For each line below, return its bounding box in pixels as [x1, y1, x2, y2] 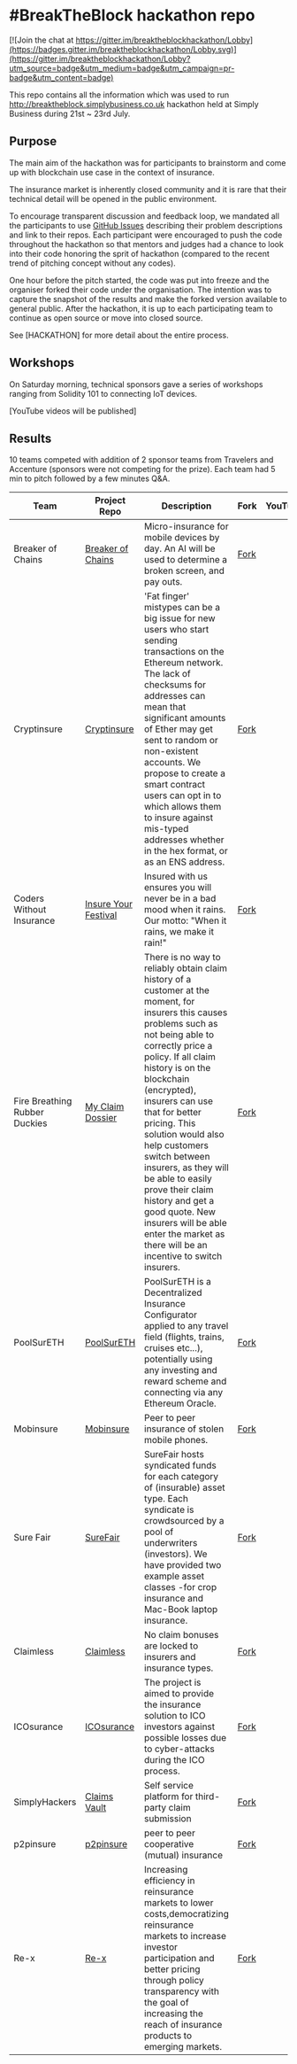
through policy [144, 1975, 205, 1987]
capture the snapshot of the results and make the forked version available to [9, 293, 287, 304]
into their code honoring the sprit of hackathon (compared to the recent [9, 248, 270, 259]
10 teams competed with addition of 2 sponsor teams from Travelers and [9, 454, 274, 465]
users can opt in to [144, 789, 222, 802]
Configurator [144, 1308, 197, 1321]
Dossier [85, 1112, 118, 1124]
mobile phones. [144, 1434, 209, 1447]
